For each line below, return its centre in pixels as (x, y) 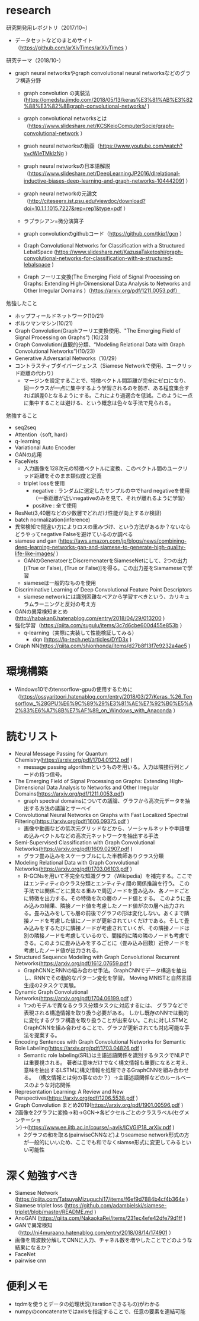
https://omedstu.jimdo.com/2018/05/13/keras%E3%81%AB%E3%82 (109, 99)
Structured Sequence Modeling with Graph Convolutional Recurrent (97, 957)
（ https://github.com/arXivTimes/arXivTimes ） (73, 48)
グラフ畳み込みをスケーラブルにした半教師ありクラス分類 (94, 856)
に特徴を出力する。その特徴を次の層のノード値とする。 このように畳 (107, 898)
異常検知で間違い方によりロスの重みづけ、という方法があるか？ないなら (103, 527)
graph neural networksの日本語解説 (67, 166)
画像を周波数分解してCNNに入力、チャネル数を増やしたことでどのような (103, 1240)
